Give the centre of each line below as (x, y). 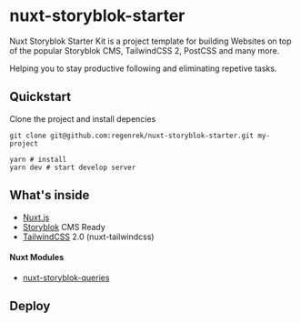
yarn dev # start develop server (73, 167)
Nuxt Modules (37, 257)
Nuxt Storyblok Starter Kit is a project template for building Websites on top (150, 41)
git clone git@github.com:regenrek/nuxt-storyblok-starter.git (132, 136)
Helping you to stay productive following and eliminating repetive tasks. (143, 68)
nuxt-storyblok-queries (66, 278)
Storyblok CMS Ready (64, 227)
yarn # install (38, 159)
